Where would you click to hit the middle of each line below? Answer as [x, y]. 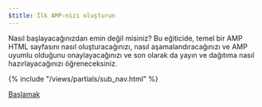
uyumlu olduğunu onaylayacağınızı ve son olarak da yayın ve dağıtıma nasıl [131, 55]
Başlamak [24, 94]
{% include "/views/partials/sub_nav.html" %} [83, 78]
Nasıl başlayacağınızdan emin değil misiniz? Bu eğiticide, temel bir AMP [125, 38]
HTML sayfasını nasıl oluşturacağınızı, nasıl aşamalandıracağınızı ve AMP [128, 46]
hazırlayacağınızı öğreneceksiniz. [63, 63]
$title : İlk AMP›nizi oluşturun [62, 15]
